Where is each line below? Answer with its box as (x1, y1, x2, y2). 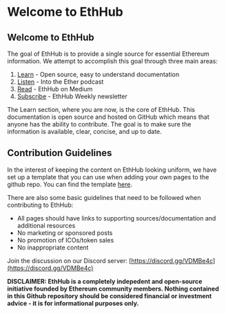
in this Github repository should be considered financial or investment (7, 291, 212, 300)
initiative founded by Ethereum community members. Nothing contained (7, 284, 219, 293)
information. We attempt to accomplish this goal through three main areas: (7, 57, 218, 65)
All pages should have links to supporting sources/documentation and (17, 214, 216, 222)
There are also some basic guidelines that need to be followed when (7, 193, 201, 201)
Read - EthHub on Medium (17, 85, 93, 93)
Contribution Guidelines (7, 147, 112, 159)
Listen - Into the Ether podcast (17, 78, 104, 86)
